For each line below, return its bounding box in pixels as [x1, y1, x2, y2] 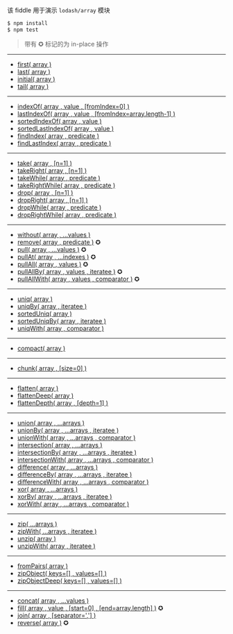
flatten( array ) [17, 384, 59, 392]
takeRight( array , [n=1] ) [17, 166, 87, 175]
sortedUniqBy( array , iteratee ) [17, 316, 106, 325]
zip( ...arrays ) [17, 520, 58, 528]
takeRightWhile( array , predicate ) [17, 181, 116, 189]
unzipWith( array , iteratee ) [17, 542, 96, 550]
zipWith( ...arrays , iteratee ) [17, 526, 97, 536]
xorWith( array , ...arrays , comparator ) [17, 499, 130, 508]
